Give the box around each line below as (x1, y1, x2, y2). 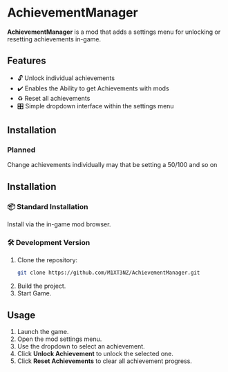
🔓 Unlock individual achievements (17, 74, 115, 82)
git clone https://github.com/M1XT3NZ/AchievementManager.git (17, 269, 200, 277)
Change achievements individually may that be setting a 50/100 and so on (7, 161, 218, 169)
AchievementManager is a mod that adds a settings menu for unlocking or (7, 28, 221, 36)
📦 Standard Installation (7, 202, 88, 211)
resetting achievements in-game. (7, 35, 102, 43)
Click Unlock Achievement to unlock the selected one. (17, 350, 174, 358)
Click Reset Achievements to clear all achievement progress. (17, 357, 192, 365)
